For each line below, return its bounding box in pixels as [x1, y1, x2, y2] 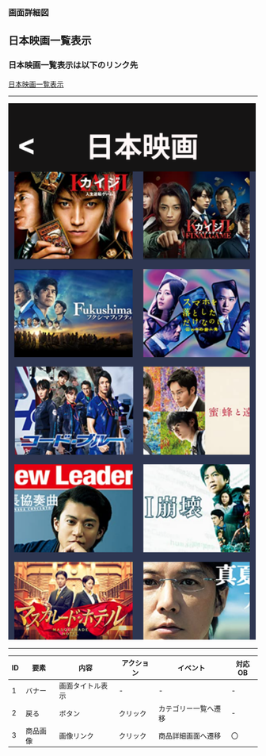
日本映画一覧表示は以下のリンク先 [8, 59, 139, 71]
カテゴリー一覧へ [158, 704, 215, 713]
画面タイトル [59, 681, 101, 691]
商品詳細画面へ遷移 [158, 731, 222, 740]
